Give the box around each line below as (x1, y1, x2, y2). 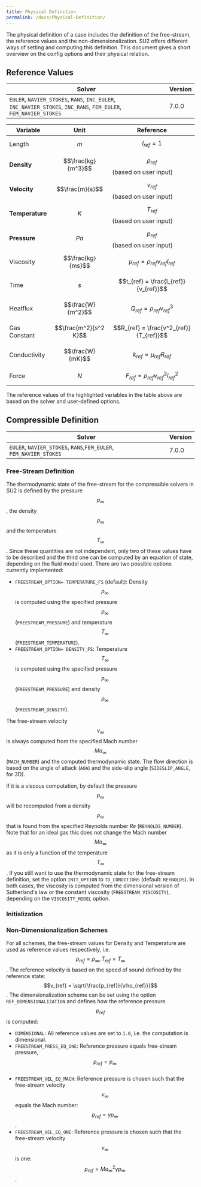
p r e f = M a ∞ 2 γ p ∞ (84, 1164, 126, 1174)
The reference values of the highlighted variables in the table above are (6, 391, 182, 398)
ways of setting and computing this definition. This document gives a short (6, 43, 191, 51)
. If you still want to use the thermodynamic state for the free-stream (6, 869, 175, 877)
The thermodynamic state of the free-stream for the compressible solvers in (6, 480, 194, 488)
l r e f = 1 (142, 139, 163, 149)
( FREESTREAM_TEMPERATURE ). (14, 639, 80, 646)
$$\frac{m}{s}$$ (56, 185, 103, 193)
